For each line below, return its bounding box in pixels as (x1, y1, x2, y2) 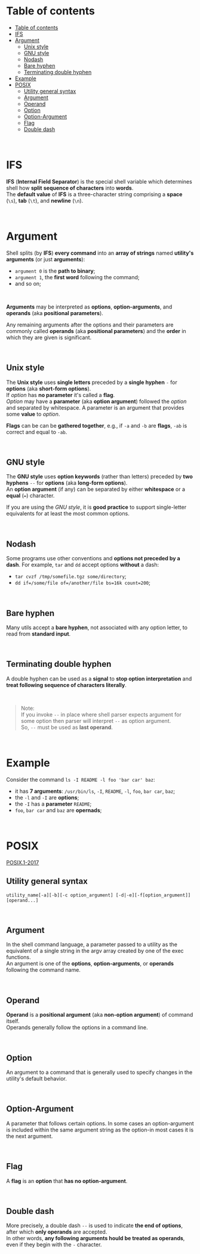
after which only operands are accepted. (6, 1228, 107, 1235)
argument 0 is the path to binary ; (14, 267, 96, 274)
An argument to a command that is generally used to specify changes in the (6, 1069, 193, 1076)
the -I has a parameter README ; (14, 800, 92, 807)
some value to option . (6, 410, 60, 417)
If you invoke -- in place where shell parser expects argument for (20, 710, 182, 718)
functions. (6, 954, 31, 961)
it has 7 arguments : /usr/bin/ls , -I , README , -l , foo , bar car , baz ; (14, 788, 175, 795)
